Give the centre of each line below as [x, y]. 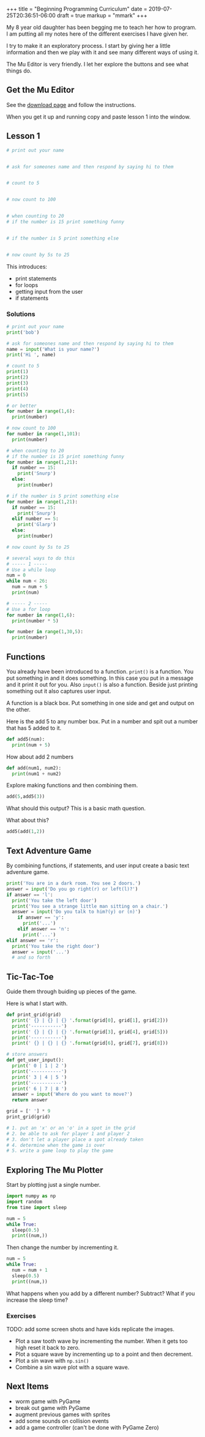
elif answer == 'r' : [33, 940]
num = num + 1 [30, 1270]
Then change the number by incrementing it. [62, 1248]
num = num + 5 [30, 587]
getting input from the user [49, 291]
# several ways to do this [41, 558]
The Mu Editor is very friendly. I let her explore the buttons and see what [97, 64]
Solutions [21, 314]
